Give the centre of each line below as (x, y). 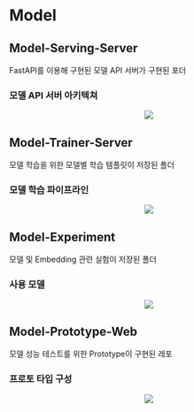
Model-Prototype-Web (73, 331)
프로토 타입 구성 (41, 379)
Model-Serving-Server (74, 48)
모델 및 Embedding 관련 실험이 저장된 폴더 (83, 259)
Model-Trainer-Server (71, 142)
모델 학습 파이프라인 (49, 190)
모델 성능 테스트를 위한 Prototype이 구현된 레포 (91, 354)
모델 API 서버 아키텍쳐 (54, 95)
